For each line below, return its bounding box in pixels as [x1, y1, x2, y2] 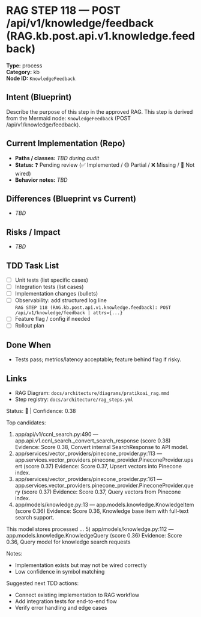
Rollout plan [14, 322, 45, 329]
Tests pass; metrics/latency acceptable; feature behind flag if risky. [14, 356, 182, 363]
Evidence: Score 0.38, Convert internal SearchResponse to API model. [14, 444, 189, 450]
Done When [6, 340, 52, 350]
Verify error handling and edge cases [14, 604, 107, 611]
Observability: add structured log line [14, 297, 107, 304]
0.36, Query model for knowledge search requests [6, 538, 131, 545]
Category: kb [6, 68, 40, 75]
